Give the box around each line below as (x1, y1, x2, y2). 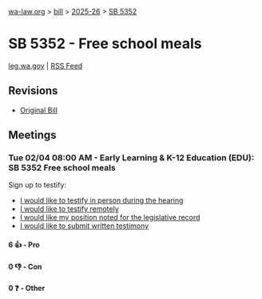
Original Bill (19, 105, 58, 115)
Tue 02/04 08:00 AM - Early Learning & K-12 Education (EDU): (8, 152, 255, 163)
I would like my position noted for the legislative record (19, 213, 200, 222)
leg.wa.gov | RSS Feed (8, 61, 83, 70)
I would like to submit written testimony (19, 221, 149, 230)
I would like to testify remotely (19, 204, 120, 214)
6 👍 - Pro (8, 240, 40, 250)
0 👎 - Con (8, 262, 42, 271)
